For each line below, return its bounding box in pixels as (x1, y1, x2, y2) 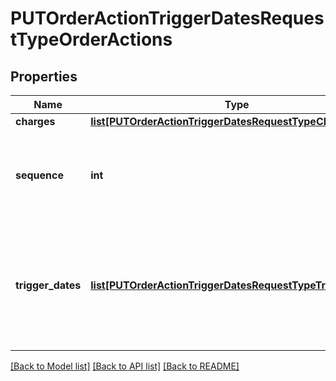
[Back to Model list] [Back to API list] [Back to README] (10, 360, 240, 372)
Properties (10, 68, 78, 85)
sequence (15, 168, 64, 182)
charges (15, 115, 56, 128)
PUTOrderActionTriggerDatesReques (10, 7, 325, 30)
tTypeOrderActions (10, 28, 173, 51)
